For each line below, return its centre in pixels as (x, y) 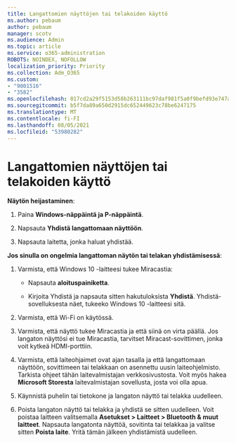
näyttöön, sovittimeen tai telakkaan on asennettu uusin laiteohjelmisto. (119, 368)
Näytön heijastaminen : (41, 201)
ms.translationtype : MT (42, 112)
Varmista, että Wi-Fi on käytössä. (65, 318)
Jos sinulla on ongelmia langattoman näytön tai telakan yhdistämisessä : (115, 256)
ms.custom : (23, 79)
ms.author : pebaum (34, 20)
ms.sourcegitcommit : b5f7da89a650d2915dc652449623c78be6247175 (102, 106)
